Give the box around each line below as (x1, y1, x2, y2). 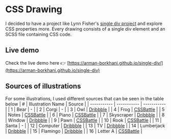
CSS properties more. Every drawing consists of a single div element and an (5, 25, 165, 32)
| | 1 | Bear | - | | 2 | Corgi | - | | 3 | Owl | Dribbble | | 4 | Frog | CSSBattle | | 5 (5, 106, 165, 113)
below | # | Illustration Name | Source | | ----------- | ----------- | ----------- (5, 101, 166, 107)
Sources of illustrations (5, 82, 81, 91)
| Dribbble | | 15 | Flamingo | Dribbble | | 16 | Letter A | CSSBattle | (5, 128, 142, 134)
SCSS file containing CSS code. (5, 31, 72, 37)
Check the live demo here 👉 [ (5, 60, 69, 66)
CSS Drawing (5, 4, 63, 15)
